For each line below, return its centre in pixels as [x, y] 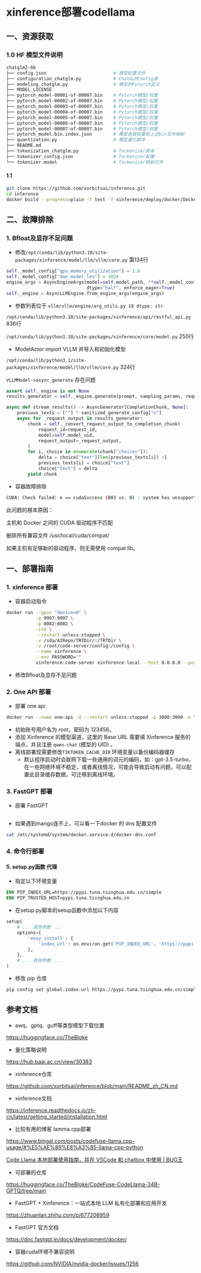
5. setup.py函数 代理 [32, 867]
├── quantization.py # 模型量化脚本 [76, 140]
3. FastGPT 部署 [29, 792]
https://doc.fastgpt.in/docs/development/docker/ [67, 1239]
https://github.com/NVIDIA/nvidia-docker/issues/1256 [72, 1263]
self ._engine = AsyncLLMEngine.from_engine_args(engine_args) [85, 293]
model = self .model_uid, [66, 435]
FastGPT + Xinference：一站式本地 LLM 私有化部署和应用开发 [91, 1203]
